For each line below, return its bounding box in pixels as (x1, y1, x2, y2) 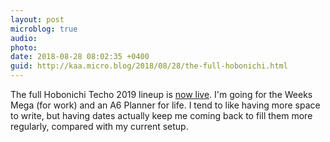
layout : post (10, 14, 65, 25)
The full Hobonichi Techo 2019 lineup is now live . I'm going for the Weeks (10, 89, 313, 100)
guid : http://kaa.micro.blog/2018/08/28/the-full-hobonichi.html (10, 61, 288, 71)
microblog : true (10, 24, 78, 34)
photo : (10, 42, 38, 53)
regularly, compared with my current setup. (10, 121, 189, 132)
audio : (10, 33, 38, 43)
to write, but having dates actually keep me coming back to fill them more (10, 110, 313, 121)
